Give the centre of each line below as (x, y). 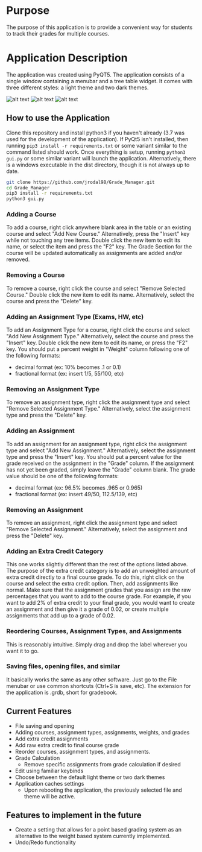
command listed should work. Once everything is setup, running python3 (96, 152)
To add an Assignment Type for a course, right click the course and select (98, 330)
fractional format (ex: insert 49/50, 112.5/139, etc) (76, 494)
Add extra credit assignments (52, 739)
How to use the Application (58, 118)
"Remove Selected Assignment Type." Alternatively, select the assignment (99, 409)
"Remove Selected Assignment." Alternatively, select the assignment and (97, 529)
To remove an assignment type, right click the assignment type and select (98, 402)
